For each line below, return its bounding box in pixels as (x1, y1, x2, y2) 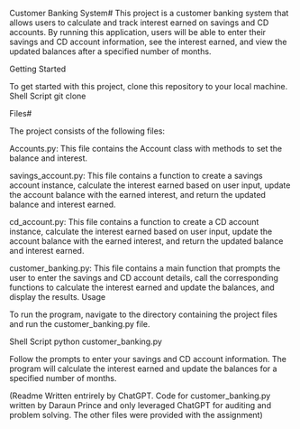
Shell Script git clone (9, 90, 86, 101)
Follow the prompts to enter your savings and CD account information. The (9, 354, 286, 364)
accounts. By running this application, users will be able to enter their (9, 27, 267, 37)
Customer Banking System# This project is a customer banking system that (9, 8, 289, 18)
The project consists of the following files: (9, 126, 165, 136)
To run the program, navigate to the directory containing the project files (9, 309, 277, 320)
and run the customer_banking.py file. (9, 319, 150, 329)
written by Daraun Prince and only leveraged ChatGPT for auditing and (9, 400, 272, 410)
